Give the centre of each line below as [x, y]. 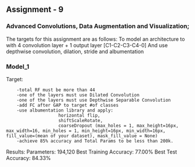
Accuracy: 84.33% [29, 158]
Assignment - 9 [35, 10]
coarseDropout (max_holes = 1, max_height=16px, [119, 126]
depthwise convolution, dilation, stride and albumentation [75, 51]
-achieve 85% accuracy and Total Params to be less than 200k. [95, 141]
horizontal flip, [79, 115]
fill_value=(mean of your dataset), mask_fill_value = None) [82, 136]
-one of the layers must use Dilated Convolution [78, 95]
